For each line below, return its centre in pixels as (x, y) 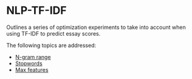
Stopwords (29, 63)
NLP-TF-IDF (36, 11)
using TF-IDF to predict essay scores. (53, 33)
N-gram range (33, 57)
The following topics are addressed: (51, 45)
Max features (32, 69)
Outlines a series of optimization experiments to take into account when (96, 27)
